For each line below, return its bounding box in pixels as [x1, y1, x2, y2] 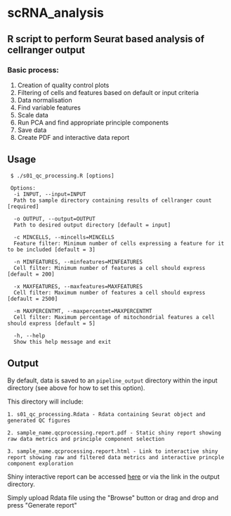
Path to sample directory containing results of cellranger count [13, 197, 212, 204]
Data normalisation [17, 96, 72, 104]
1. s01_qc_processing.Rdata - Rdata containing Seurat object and [7, 411, 206, 418]
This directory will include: [7, 397, 84, 406]
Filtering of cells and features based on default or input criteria [17, 88, 199, 96]
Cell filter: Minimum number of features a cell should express [13, 264, 206, 271]
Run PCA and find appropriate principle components [17, 118, 169, 127]
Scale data [17, 110, 49, 119]
